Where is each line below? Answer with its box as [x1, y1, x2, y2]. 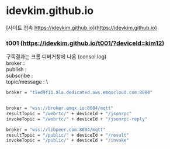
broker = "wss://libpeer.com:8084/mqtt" [6, 127, 106, 133]
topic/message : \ [6, 78, 48, 85]
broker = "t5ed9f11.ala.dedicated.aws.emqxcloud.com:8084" [6, 89, 153, 96]
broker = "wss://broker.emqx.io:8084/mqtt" [6, 105, 114, 112]
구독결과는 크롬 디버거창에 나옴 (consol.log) [6, 53, 107, 60]
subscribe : [6, 72, 33, 79]
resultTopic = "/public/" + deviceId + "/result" [6, 132, 130, 138]
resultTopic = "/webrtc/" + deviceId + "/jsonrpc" [6, 110, 132, 116]
